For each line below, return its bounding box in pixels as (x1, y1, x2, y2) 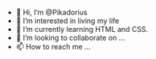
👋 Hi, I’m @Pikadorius (15, 8, 88, 17)
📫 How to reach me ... (15, 42, 91, 51)
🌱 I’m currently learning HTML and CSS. (15, 25, 149, 33)
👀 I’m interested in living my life (15, 16, 120, 26)
